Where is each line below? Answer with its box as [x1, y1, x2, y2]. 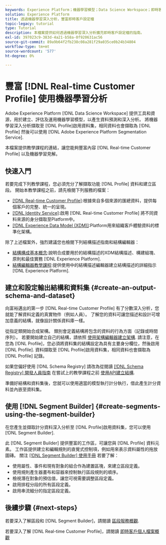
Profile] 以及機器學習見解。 [5, 151, 60, 157]
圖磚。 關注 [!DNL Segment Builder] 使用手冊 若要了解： [5, 452, 119, 458]
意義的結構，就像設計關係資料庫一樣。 [9, 317, 87, 323]
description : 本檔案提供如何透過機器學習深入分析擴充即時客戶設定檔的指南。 [5, 30, 144, 35]
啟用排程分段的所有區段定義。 [12, 482, 73, 487]
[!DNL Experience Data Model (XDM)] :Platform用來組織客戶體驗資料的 [12, 223, 155, 229]
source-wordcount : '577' [5, 49, 56, 54]
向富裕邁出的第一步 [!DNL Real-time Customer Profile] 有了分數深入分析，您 [5, 305, 160, 311]
